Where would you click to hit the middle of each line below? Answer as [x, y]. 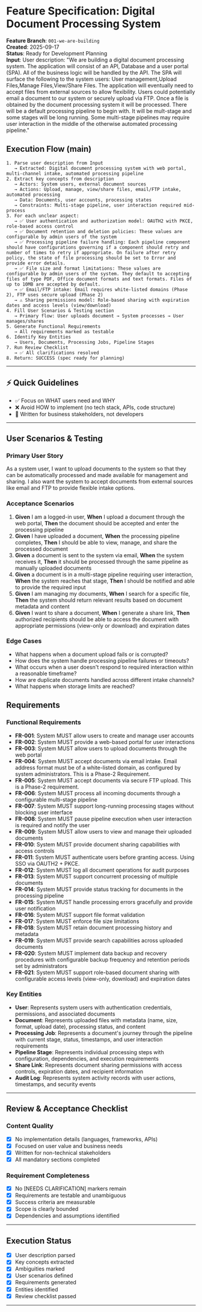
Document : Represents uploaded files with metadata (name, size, [96, 1020]
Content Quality [30, 1126]
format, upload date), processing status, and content [80, 1026]
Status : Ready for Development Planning [57, 53]
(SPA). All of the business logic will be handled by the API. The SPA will [94, 72]
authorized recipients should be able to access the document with [97, 619]
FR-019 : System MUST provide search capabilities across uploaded [99, 940]
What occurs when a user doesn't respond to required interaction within [104, 667]
